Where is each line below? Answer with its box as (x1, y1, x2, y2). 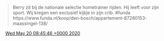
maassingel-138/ (12, 20, 48, 26)
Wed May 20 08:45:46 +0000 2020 (5, 30, 80, 36)
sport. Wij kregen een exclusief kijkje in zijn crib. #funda (12, 10, 131, 16)
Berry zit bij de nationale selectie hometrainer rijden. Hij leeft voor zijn (12, 5, 159, 10)
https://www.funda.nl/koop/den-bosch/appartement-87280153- (12, 15, 147, 21)
